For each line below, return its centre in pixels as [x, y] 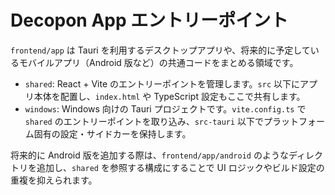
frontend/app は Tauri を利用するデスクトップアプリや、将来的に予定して [160, 50]
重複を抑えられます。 [54, 180]
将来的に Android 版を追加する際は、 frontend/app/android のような [149, 155]
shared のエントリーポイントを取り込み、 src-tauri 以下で [144, 121]
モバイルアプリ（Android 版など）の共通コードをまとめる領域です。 [158, 62]
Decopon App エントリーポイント [149, 20]
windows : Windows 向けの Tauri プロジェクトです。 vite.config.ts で [165, 108]
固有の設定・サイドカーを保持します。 [112, 133]
